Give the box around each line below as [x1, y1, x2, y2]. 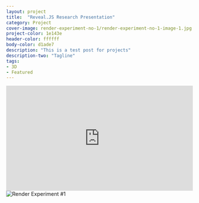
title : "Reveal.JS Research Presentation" [6, 14, 115, 20]
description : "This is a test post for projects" [6, 47, 131, 53]
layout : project [6, 8, 46, 15]
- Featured [6, 69, 33, 75]
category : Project [6, 20, 52, 25]
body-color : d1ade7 [6, 42, 54, 48]
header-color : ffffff [6, 36, 60, 42]
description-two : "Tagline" [6, 53, 76, 59]
